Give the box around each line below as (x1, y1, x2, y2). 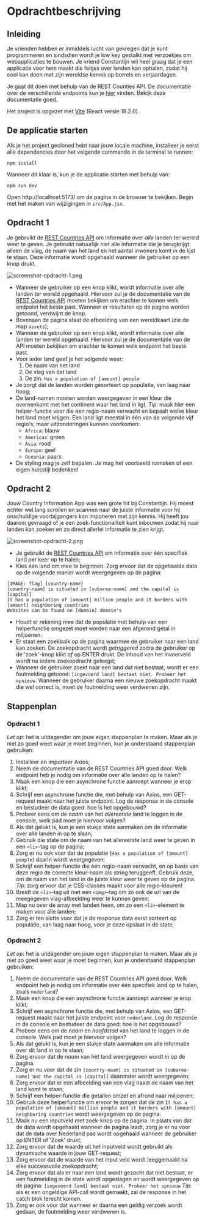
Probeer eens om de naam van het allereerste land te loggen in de (15, 810, 182, 818)
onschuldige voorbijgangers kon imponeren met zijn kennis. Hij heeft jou (7, 513, 189, 520)
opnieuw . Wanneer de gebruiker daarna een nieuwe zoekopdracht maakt (15, 677, 197, 684)
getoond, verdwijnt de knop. (15, 309, 87, 317)
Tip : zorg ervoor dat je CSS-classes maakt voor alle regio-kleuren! (15, 882, 182, 889)
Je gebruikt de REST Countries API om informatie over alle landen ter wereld (7, 234, 200, 241)
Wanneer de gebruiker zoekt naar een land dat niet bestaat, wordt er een (15, 664, 199, 671)
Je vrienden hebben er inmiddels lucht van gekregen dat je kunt (7, 45, 168, 52)
